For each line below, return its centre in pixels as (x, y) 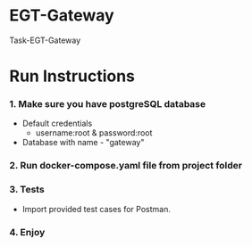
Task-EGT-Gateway (45, 40)
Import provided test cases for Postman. (97, 209)
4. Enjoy (27, 232)
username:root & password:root (94, 133)
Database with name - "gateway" (83, 143)
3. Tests (27, 190)
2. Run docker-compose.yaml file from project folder (126, 166)
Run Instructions (72, 76)
